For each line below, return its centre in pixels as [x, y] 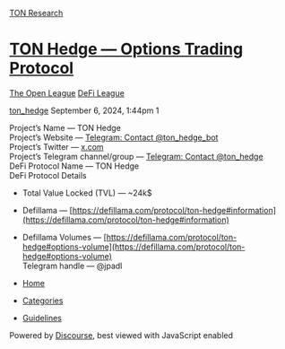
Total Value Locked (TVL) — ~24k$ [87, 193]
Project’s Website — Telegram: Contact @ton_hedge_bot [114, 137]
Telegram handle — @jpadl [72, 266]
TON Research [36, 13]
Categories [43, 301]
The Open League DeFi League [67, 92]
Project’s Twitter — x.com [57, 146]
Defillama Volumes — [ [65, 237]
